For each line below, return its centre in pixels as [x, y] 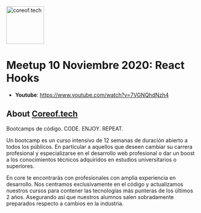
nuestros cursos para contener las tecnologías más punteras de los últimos [100, 191]
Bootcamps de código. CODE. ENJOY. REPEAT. [65, 128]
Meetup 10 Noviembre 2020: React [96, 65]
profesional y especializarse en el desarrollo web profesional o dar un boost [101, 153]
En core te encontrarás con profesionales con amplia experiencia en [91, 177]
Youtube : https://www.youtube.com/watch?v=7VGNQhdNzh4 [92, 95]
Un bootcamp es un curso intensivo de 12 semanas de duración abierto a [97, 140]
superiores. [21, 166]
